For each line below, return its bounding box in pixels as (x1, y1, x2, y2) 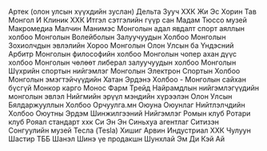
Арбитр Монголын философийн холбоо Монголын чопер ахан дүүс (8, 50, 237, 58)
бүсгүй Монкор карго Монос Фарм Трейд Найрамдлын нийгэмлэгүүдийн (8, 83, 260, 93)
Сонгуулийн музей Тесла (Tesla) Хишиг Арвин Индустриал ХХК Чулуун (8, 125, 252, 135)
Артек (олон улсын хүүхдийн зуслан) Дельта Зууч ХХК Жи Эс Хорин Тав (8, 7, 257, 16)
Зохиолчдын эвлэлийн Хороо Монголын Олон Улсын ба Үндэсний (8, 41, 234, 50)
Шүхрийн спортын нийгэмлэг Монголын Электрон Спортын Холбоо (8, 66, 241, 75)
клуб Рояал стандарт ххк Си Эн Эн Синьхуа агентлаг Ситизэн (8, 117, 220, 126)
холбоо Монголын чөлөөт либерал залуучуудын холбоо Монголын (8, 58, 237, 67)
